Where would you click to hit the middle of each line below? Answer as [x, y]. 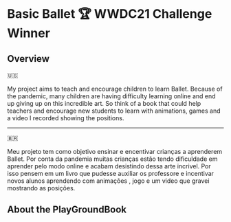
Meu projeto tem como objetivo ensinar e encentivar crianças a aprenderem [115, 152]
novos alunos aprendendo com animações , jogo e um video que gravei [108, 181]
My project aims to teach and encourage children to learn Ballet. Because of [115, 89]
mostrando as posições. [41, 188]
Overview [29, 59]
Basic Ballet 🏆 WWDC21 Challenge [110, 14]
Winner [29, 33]
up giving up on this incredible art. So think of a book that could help [104, 103]
